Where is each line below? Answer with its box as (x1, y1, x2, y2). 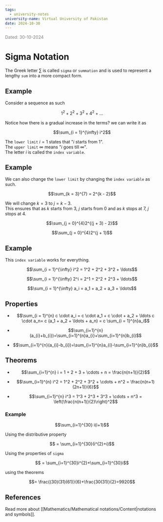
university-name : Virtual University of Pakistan (5, 16, 108, 21)
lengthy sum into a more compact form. (5, 73, 83, 79)
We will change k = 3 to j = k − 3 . (5, 200, 72, 206)
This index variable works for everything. (5, 257, 90, 263)
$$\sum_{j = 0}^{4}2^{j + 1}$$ (51, 230, 113, 236)
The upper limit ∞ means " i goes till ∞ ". (5, 144, 87, 150)
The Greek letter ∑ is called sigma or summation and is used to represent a (5, 68, 152, 73)
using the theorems (5, 470, 44, 475)
